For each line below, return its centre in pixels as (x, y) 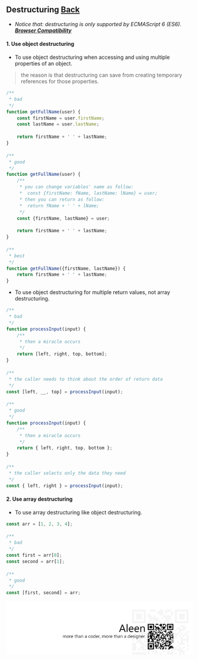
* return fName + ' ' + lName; (59, 206)
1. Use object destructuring (40, 44)
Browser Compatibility (43, 30)
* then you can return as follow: (62, 199)
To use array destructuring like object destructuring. (78, 512)
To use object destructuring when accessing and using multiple (92, 57)
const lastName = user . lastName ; (58, 124)
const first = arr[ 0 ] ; (34, 555)
